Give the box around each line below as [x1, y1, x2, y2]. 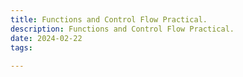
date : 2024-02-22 [10, 33, 83, 43]
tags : [10, 42, 33, 53]
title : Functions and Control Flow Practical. [10, 14, 208, 25]
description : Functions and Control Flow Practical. [10, 24, 235, 34]
